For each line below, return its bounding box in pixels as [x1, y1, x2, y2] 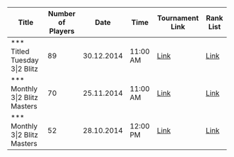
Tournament [157, 13, 199, 23]
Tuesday [10, 56, 39, 65]
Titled [10, 47, 30, 56]
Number [47, 9, 76, 18]
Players [49, 26, 75, 35]
